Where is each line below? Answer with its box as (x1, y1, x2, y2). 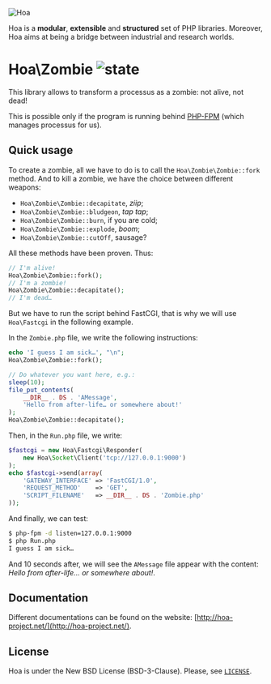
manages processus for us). (8, 120, 103, 130)
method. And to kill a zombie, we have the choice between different (8, 173, 234, 183)
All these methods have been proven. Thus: (8, 248, 154, 258)
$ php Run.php (8, 537, 57, 545)
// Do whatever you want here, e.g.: (8, 370, 136, 378)
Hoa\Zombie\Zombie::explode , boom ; (19, 224, 140, 233)
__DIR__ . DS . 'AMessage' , (23, 393, 117, 401)
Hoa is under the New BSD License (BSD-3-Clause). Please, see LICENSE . (8, 666, 252, 676)
